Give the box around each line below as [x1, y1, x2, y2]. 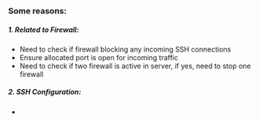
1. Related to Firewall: [8, 25, 80, 34]
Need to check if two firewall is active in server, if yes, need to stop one [19, 61, 251, 70]
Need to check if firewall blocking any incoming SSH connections [19, 45, 232, 54]
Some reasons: [8, 5, 67, 16]
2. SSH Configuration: [8, 88, 82, 97]
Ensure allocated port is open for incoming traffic [19, 52, 179, 62]
